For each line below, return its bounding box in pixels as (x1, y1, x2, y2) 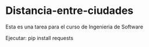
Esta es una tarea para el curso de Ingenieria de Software (5, 23, 144, 30)
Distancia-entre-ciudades (5, 4, 134, 17)
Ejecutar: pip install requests (5, 34, 74, 41)
